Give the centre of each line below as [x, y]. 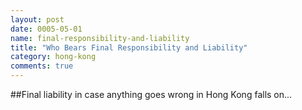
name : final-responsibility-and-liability [100, 38]
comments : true [42, 66]
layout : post [37, 19]
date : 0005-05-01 [46, 29]
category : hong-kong [53, 57]
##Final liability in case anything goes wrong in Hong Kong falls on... [151, 94]
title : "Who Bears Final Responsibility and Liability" [129, 47]
